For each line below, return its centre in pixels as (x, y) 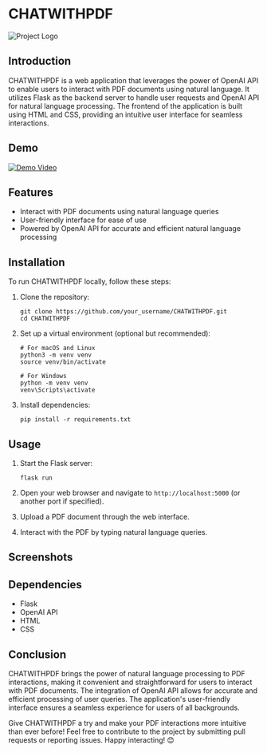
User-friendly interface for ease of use (83, 220)
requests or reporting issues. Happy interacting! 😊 (92, 740)
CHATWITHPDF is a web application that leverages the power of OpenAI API (133, 80)
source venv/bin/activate (63, 362)
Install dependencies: (55, 405)
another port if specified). (62, 501)
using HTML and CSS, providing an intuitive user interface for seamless (126, 114)
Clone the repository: (55, 297)
